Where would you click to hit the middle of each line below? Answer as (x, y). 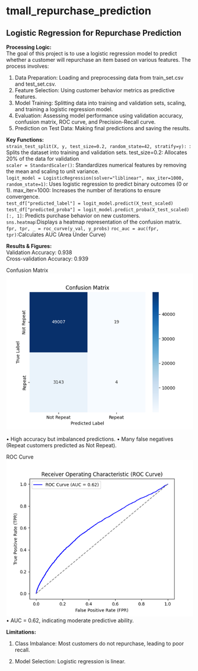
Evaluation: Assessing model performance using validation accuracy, (99, 115)
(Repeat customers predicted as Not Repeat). (61, 445)
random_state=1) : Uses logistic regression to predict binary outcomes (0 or (97, 184)
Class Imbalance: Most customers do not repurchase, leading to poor (99, 643)
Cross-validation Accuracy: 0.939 (47, 259)
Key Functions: (25, 140)
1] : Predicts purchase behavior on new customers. (79, 216)
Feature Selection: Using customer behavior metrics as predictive (95, 90)
